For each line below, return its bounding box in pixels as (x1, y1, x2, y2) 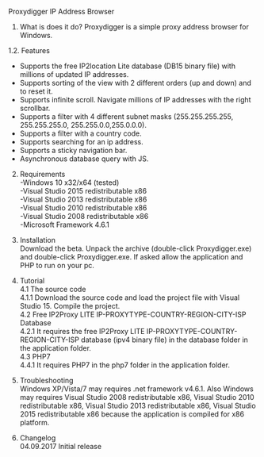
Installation (19, 236, 56, 244)
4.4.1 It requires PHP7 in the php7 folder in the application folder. (19, 360, 231, 370)
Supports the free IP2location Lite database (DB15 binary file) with (19, 61, 236, 71)
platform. (19, 418, 50, 427)
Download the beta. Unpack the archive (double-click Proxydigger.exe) (19, 244, 252, 253)
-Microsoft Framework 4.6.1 (19, 220, 109, 229)
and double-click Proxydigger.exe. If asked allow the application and (19, 252, 243, 261)
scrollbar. (19, 103, 51, 113)
